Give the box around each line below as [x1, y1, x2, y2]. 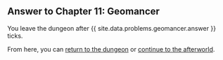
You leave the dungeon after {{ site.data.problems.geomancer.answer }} [7, 24, 217, 32]
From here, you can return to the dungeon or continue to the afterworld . [7, 45, 215, 53]
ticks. [7, 31, 23, 40]
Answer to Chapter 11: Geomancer [7, 6, 160, 17]
